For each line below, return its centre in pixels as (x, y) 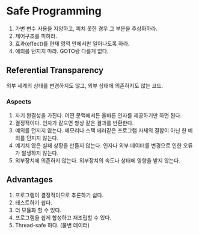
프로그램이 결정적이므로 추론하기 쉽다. (59, 195)
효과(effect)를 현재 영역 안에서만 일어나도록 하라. (72, 43)
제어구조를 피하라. (36, 36)
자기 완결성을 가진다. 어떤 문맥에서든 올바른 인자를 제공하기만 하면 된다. (98, 115)
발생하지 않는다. (40, 153)
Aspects (19, 102)
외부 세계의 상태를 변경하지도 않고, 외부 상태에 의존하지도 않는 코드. (85, 85)
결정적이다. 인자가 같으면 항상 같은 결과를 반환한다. (74, 123)
